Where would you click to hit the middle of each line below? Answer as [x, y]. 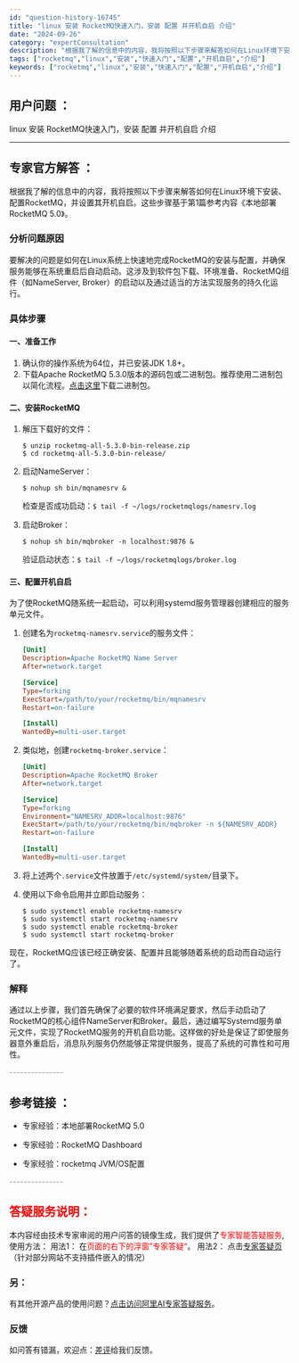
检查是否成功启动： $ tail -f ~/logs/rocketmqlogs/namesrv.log [139, 506]
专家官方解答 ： [52, 168]
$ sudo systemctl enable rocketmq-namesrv [102, 911]
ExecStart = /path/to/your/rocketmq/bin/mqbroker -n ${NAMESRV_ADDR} [149, 825]
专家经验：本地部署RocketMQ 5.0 [83, 1126]
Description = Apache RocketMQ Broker [90, 776]
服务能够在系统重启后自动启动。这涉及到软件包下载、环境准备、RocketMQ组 [149, 271]
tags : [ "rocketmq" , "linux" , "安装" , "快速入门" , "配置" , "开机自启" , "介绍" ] [137, 59]
